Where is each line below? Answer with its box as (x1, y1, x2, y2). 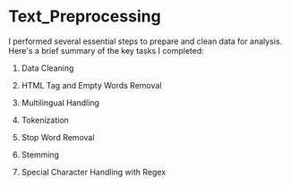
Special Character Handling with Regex (21, 166, 167, 177)
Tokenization (21, 114, 69, 125)
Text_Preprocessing (8, 6, 162, 27)
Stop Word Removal (21, 131, 95, 142)
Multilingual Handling (21, 97, 100, 108)
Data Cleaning (21, 63, 74, 73)
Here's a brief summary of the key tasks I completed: (8, 45, 205, 55)
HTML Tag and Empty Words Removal (21, 80, 162, 90)
